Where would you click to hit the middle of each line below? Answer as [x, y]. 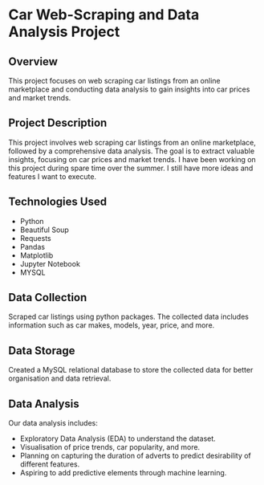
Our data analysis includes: [53, 423]
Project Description [58, 123]
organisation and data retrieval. [60, 378]
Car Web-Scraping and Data [104, 15]
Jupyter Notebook [50, 263]
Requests [35, 238]
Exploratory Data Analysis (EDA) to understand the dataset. [118, 438]
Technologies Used [57, 202]
